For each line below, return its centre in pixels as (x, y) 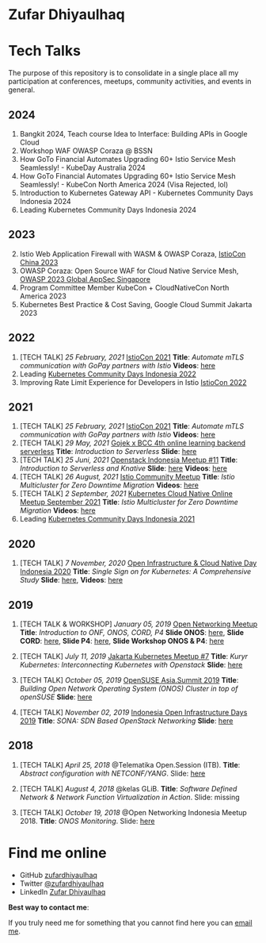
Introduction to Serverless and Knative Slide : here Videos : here (123, 468)
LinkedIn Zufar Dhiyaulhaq (63, 891)
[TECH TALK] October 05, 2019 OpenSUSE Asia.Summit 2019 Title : (129, 680)
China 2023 (39, 262)
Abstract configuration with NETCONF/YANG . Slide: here (112, 773)
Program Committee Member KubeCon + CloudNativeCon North (124, 287)
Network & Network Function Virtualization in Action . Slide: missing (129, 797)
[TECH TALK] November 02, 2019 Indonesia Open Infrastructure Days (133, 712)
